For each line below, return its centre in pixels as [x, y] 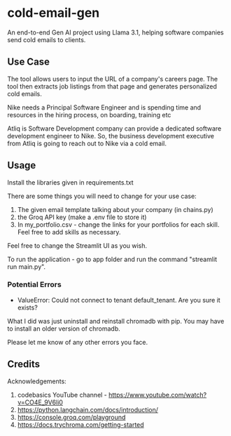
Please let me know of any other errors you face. [78, 342]
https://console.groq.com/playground [71, 417]
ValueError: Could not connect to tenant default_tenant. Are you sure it [119, 300]
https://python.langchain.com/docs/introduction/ [88, 409]
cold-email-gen [54, 13]
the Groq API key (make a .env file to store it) [82, 217]
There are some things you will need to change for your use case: [102, 196]
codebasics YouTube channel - [62, 395]
